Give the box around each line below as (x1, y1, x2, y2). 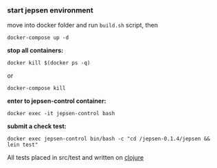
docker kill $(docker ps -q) (7, 60, 91, 67)
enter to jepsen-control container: (7, 97, 106, 105)
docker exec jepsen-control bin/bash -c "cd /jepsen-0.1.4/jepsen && (7, 136, 211, 143)
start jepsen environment (7, 5, 94, 15)
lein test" (7, 141, 38, 149)
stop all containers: (7, 47, 64, 55)
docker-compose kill (7, 85, 67, 92)
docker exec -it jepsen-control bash (7, 110, 115, 117)
